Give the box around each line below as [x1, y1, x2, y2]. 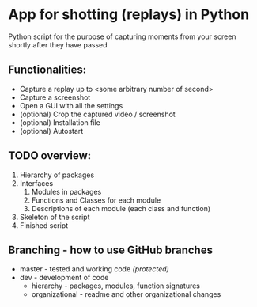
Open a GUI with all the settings [19, 100, 123, 110]
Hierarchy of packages [19, 170, 95, 180]
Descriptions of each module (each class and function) [31, 203, 211, 213]
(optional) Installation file [19, 117, 100, 127]
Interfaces [19, 178, 54, 188]
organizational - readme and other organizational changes [31, 290, 221, 299]
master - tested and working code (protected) [19, 264, 170, 274]
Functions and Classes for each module [31, 195, 161, 205]
